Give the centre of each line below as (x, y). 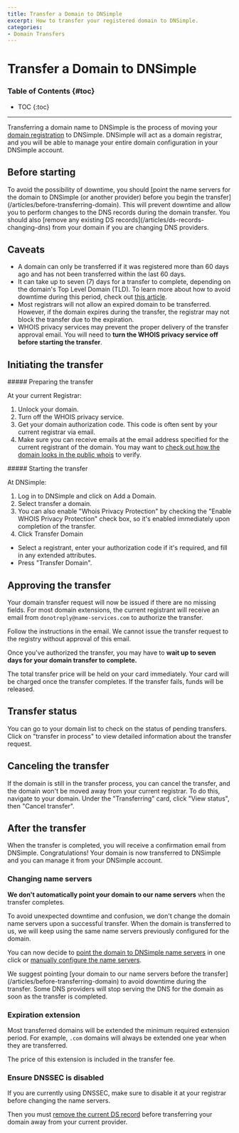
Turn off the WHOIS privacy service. (71, 417)
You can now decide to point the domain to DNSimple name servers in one (116, 952)
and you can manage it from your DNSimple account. (85, 860)
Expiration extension (44, 1015)
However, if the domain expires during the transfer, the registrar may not (123, 312)
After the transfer (47, 828)
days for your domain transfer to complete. (72, 660)
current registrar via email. (57, 432)
